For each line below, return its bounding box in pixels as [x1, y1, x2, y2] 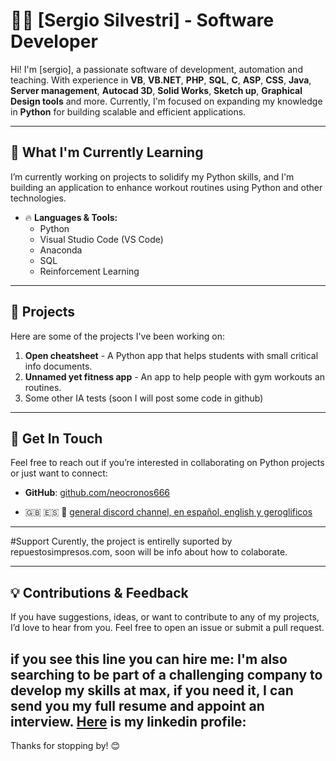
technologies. [10, 192, 67, 204]
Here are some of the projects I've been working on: [10, 330, 226, 342]
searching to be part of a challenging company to [10, 666, 323, 683]
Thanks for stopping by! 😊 [10, 740, 121, 751]
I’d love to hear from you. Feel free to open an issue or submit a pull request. [10, 622, 325, 634]
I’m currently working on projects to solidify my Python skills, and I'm [10, 170, 295, 183]
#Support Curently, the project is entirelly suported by [10, 535, 233, 548]
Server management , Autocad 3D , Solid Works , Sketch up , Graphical [10, 84, 303, 96]
